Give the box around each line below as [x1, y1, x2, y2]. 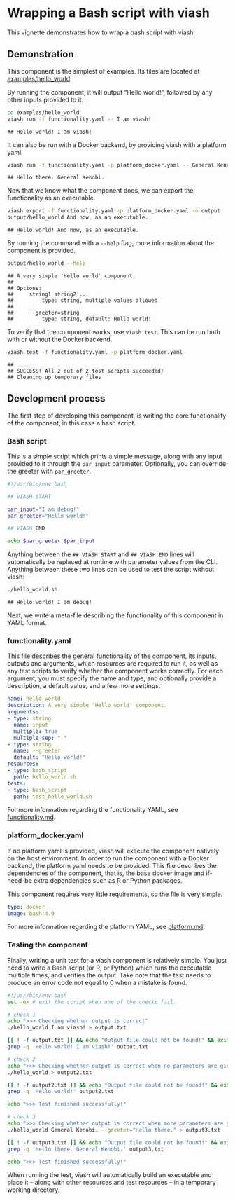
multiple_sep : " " [13, 734, 68, 741]
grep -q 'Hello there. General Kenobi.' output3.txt [7, 1146, 164, 1153]
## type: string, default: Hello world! [7, 315, 152, 322]
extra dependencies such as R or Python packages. [34, 876, 183, 884]
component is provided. [7, 247, 76, 255]
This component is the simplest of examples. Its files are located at [7, 67, 200, 75]
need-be [7, 876, 33, 884]
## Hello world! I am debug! [7, 599, 92, 606]
